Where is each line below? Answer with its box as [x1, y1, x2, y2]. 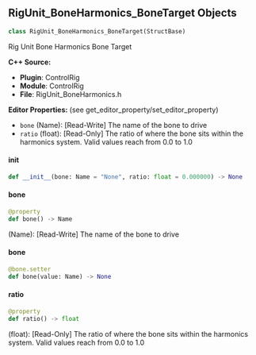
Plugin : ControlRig [19, 72, 80, 82]
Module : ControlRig [19, 81, 85, 91]
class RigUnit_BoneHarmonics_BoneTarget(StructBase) [8, 27, 186, 35]
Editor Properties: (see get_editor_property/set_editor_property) [8, 105, 220, 114]
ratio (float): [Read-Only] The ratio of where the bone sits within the [19, 129, 244, 138]
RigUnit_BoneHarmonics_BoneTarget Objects [8, 6, 237, 20]
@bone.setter [8, 265, 52, 273]
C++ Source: [8, 57, 52, 67]
